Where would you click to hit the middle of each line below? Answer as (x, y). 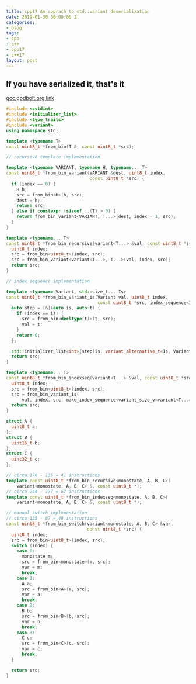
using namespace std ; (32, 130)
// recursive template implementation (53, 157)
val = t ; (32, 324)
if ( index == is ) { (40, 313)
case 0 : (26, 551)
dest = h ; (29, 200)
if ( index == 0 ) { (34, 184)
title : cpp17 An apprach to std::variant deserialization (78, 11)
